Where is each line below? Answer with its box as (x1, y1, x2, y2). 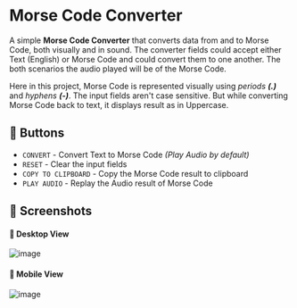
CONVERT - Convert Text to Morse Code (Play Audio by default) (21, 149, 250, 160)
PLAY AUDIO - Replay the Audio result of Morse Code (21, 178, 213, 188)
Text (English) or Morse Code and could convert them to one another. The (9, 54, 281, 64)
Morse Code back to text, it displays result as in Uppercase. (9, 99, 229, 110)
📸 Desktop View (9, 229, 70, 239)
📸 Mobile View (9, 269, 64, 279)
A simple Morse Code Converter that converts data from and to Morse (9, 35, 269, 46)
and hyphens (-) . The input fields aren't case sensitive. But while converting (9, 90, 288, 101)
